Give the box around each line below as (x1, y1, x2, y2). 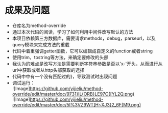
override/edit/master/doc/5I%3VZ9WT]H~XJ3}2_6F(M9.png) (12, 101, 141, 107)
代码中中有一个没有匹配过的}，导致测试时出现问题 (12, 73, 117, 79)
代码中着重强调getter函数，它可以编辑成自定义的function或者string (12, 48, 153, 54)
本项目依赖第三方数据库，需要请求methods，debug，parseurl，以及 (12, 35, 156, 41)
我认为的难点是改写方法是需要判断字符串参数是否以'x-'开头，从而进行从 (12, 61, 163, 67)
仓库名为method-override (12, 22, 66, 29)
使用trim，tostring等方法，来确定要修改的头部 (12, 54, 108, 60)
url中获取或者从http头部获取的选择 (12, 67, 85, 73)
